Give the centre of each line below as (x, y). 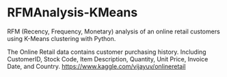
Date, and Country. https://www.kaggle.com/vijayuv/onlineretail (96, 66)
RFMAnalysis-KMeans (72, 13)
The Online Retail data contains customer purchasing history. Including (107, 52)
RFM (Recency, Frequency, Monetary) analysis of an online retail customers (113, 31)
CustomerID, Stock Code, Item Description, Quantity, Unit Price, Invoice (108, 59)
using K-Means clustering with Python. (62, 38)
